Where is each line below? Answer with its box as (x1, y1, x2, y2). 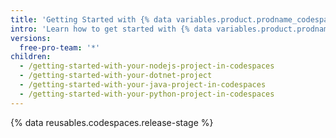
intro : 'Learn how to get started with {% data (10, 24, 213, 34)
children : (10, 52, 52, 62)
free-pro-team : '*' (19, 42, 101, 53)
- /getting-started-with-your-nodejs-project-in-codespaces (19, 61, 275, 71)
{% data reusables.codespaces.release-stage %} (10, 116, 214, 128)
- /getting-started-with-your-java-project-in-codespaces (19, 80, 267, 90)
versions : (10, 33, 52, 43)
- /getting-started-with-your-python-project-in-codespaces (19, 89, 275, 99)
